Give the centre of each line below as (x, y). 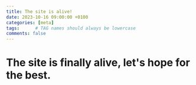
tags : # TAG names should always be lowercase (71, 28)
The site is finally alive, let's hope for (98, 63)
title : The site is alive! (39, 12)
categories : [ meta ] (30, 22)
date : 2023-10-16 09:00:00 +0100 (47, 17)
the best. (29, 75)
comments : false (26, 34)
